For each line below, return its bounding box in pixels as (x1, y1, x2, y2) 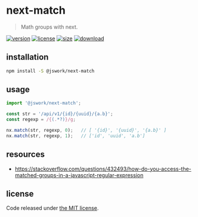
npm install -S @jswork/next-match (6, 68, 95, 74)
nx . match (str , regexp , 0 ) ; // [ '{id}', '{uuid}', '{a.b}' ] (6, 128, 167, 134)
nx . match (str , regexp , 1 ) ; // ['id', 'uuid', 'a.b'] (6, 132, 146, 139)
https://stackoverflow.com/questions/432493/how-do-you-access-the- (14, 165, 192, 172)
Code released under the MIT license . (6, 204, 99, 212)
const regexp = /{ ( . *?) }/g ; (6, 117, 76, 123)
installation (6, 52, 49, 63)
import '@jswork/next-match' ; (6, 100, 82, 106)
